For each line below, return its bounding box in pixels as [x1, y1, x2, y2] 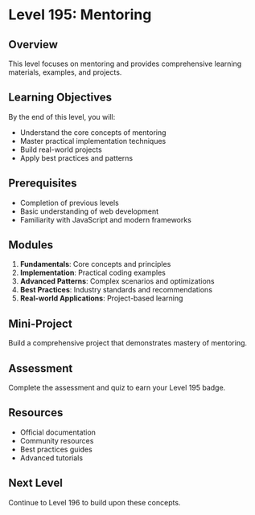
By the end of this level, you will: [8, 112, 116, 121]
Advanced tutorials [19, 452, 83, 463]
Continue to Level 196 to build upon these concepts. [8, 497, 181, 507]
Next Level [8, 476, 63, 490]
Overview [8, 38, 59, 51]
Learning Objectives [8, 91, 113, 104]
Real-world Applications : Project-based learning [19, 293, 183, 303]
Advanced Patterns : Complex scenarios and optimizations [19, 276, 215, 286]
